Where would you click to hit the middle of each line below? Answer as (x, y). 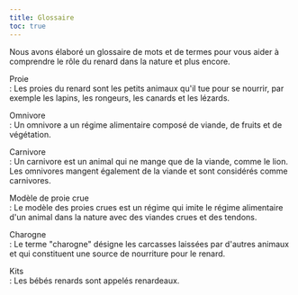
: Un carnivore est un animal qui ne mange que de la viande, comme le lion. (149, 161)
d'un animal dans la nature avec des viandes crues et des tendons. (133, 217)
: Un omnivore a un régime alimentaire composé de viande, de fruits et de (146, 125)
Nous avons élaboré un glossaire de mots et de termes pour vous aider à (144, 51)
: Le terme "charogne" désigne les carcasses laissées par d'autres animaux (149, 244)
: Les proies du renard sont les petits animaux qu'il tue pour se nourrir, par (147, 88)
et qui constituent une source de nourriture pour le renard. (117, 254)
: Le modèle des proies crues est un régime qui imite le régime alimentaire (146, 207)
